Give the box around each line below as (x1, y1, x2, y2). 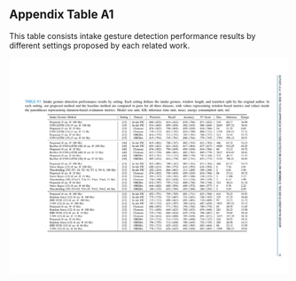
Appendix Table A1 (9, 7, 114, 22)
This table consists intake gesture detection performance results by (9, 30, 256, 41)
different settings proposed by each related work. (9, 40, 191, 51)
